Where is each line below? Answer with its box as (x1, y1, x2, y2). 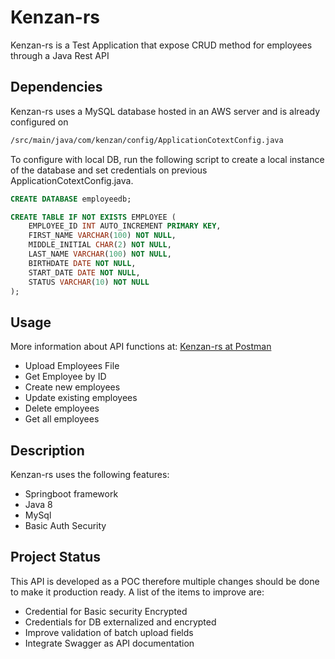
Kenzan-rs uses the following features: (10, 469, 170, 480)
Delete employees (24, 402, 100, 415)
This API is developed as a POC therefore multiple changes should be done (10, 575, 320, 587)
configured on (10, 116, 69, 128)
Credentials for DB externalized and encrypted (24, 616, 217, 628)
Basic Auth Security (24, 520, 107, 531)
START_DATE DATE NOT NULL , (28, 267, 141, 278)
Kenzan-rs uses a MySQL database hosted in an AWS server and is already (10, 105, 321, 117)
